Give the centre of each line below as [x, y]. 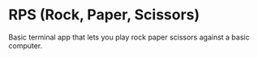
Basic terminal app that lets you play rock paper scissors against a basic [129, 37]
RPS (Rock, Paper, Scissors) [104, 15]
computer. [26, 45]
